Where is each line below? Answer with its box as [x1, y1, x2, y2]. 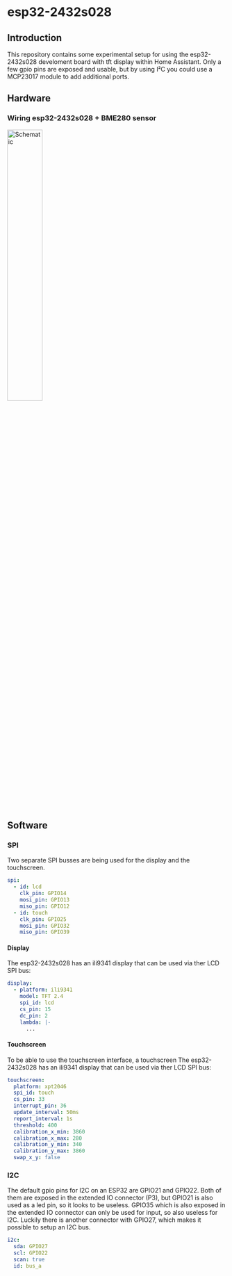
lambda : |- [19, 1019, 51, 1026]
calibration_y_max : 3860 [13, 1147, 85, 1154]
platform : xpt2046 [13, 1083, 67, 1090]
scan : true [13, 1256, 45, 1263]
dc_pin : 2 [19, 1012, 49, 1019]
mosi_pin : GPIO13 [19, 897, 70, 903]
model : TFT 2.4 [19, 993, 64, 1000]
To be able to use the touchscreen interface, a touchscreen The [7, 1056, 190, 1064]
